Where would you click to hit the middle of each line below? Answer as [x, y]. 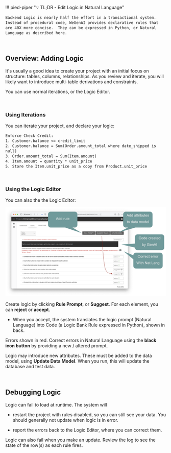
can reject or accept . [28, 309]
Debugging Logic [33, 392]
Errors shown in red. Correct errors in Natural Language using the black [81, 340]
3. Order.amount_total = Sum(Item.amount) [51, 156]
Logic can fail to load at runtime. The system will [56, 404]
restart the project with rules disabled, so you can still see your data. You [89, 414]
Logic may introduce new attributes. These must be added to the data [79, 355]
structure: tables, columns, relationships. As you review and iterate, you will [85, 76]
